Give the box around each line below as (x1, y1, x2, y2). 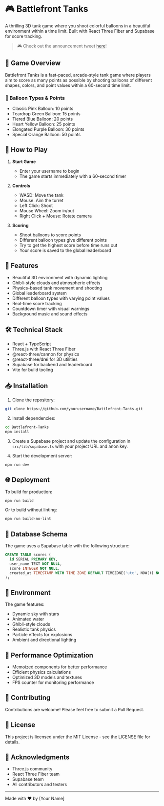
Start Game (12, 159, 36, 165)
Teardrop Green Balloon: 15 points (12, 111, 81, 117)
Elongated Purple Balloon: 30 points (12, 126, 84, 132)
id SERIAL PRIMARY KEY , (9, 557, 58, 562)
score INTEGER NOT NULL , (9, 566, 60, 571)
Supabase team (12, 776, 44, 782)
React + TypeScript (12, 341, 51, 347)
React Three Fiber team (12, 771, 60, 777)
